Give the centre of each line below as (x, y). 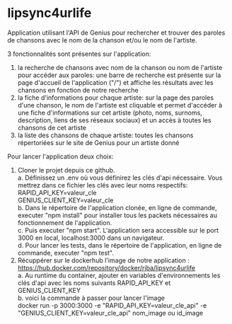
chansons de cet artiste (52, 127)
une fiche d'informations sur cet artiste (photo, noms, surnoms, (110, 112)
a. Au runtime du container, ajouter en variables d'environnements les (119, 275)
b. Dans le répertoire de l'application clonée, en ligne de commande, (117, 207)
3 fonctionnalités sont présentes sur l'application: (79, 54)
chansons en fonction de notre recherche (78, 90)
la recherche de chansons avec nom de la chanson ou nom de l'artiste (120, 67)
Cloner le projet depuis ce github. (66, 170)
